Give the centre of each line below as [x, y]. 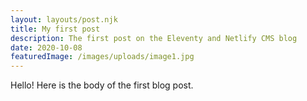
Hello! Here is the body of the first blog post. [102, 85]
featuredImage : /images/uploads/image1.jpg [102, 57]
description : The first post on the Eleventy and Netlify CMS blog [154, 38]
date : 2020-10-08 [46, 47]
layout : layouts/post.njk [64, 19]
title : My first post [55, 29]
